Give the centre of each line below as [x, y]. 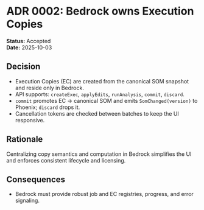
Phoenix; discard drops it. [47, 107]
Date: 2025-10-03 [29, 47]
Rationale [25, 139]
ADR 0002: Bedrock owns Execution [100, 11]
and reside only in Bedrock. [49, 88]
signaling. [27, 201]
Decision [23, 67]
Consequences [36, 179]
